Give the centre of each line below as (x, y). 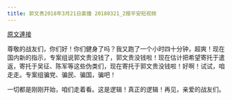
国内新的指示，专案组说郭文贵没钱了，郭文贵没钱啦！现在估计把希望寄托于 (113, 57)
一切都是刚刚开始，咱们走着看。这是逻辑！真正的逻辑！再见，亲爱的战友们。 (116, 89)
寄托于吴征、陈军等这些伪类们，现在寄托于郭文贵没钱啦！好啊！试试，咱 (122, 66)
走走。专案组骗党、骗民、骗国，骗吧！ (61, 74)
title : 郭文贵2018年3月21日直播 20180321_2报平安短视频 (82, 13)
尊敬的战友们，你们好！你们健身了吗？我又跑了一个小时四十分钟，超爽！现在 (116, 48)
